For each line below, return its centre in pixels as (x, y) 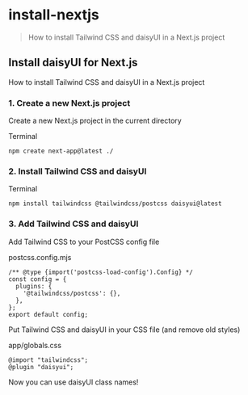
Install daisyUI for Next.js (73, 63)
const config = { (38, 279)
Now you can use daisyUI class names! (74, 382)
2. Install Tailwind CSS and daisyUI (78, 171)
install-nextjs (54, 15)
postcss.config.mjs (40, 257)
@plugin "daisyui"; (41, 367)
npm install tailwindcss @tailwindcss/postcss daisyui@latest (115, 204)
